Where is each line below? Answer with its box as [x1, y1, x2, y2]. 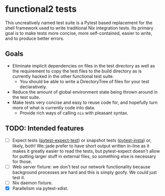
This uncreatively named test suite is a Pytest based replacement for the [5, 20, 153, 26]
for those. [12, 159, 33, 164]
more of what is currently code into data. [12, 104, 95, 110]
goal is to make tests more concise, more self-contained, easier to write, [5, 30, 153, 36]
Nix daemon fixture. [12, 180, 53, 186]
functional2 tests [5, 3, 77, 15]
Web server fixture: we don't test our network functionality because [12, 163, 151, 169]
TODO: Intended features [5, 124, 84, 132]
